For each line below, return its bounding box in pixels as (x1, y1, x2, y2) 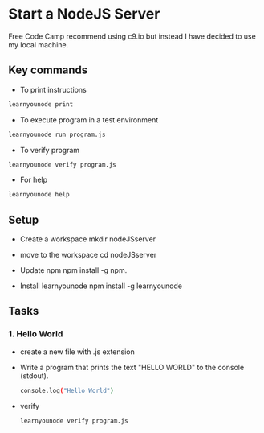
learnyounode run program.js (8, 130, 106, 138)
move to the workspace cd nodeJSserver (19, 250, 157, 260)
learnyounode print (8, 100, 74, 109)
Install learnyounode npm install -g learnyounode (19, 281, 183, 291)
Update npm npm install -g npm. (19, 266, 128, 275)
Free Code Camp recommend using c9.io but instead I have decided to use (8, 31, 257, 41)
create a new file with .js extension (19, 347, 135, 357)
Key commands (8, 64, 88, 77)
